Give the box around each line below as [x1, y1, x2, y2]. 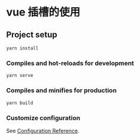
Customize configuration [6, 114, 81, 122]
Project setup [6, 29, 58, 39]
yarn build [6, 99, 34, 106]
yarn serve [6, 73, 34, 79]
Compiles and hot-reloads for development [6, 59, 135, 67]
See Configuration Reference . [6, 127, 80, 134]
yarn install [6, 45, 39, 51]
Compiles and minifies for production [6, 86, 117, 95]
